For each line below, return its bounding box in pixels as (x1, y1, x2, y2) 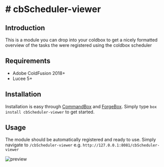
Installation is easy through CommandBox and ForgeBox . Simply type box (5, 103, 157, 109)
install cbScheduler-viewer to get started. (5, 109, 95, 115)
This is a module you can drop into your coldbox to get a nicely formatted (5, 37, 158, 43)
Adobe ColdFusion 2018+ (12, 70, 66, 76)
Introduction (5, 24, 45, 32)
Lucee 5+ (12, 75, 33, 81)
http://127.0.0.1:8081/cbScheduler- (82, 143, 160, 148)
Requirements (5, 57, 50, 65)
